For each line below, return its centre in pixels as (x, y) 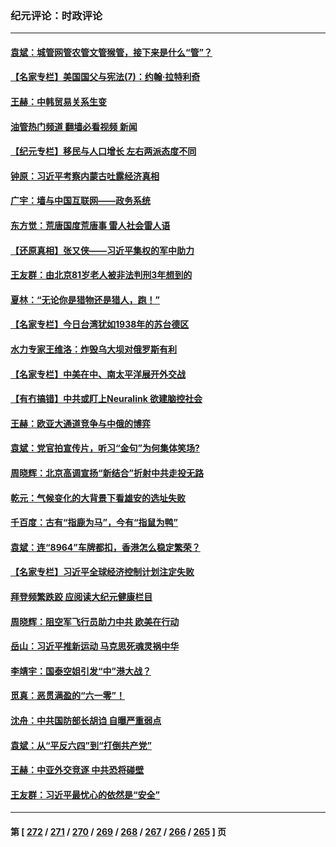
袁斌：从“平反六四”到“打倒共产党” (81, 745)
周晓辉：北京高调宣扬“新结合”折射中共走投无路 (107, 473)
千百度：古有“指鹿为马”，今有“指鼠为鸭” (94, 523)
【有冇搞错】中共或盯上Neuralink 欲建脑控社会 (106, 399)
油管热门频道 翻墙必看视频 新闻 (74, 126)
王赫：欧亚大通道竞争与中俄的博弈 (80, 423)
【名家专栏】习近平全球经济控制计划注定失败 (102, 572)
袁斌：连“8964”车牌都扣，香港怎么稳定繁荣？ (105, 547)
